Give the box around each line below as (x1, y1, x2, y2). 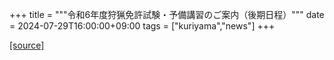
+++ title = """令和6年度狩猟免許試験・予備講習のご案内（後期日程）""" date (9, 9, 325, 20)
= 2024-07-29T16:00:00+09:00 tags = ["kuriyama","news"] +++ (9, 20, 276, 32)
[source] (9, 39, 45, 51)
